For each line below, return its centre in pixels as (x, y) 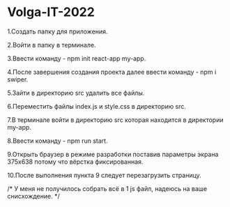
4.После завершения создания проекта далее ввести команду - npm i (112, 72)
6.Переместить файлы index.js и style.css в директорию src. (97, 106)
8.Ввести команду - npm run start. (58, 141)
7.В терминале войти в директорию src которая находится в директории (115, 120)
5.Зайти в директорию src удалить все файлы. (76, 93)
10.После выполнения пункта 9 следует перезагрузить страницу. (105, 175)
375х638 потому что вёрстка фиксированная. (75, 162)
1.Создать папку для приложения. (58, 31)
